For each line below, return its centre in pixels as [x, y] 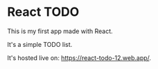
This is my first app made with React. [60, 31]
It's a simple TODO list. [40, 44]
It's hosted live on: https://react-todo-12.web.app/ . [79, 58]
